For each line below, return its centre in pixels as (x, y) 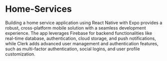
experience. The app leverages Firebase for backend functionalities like (79, 33)
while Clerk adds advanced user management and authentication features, (82, 43)
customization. (20, 54)
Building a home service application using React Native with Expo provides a (84, 23)
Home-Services (39, 9)
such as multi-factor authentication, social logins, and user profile (73, 49)
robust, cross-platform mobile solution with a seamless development (76, 28)
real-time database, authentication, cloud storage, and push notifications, (81, 38)
